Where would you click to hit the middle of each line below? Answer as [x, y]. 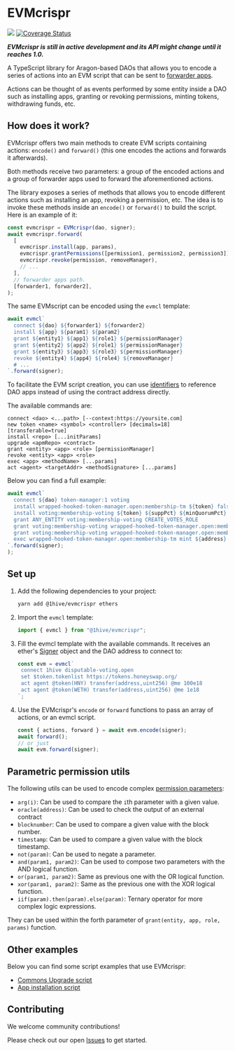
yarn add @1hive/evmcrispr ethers [67, 604]
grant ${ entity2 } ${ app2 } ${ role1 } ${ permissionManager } [98, 345]
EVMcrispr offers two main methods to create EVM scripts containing [107, 142]
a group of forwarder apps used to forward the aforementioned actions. [110, 179]
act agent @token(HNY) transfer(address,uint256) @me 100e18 [112, 683]
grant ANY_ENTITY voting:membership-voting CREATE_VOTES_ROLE [106, 520]
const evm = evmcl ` [46, 664]
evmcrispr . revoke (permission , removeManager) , [89, 260]
